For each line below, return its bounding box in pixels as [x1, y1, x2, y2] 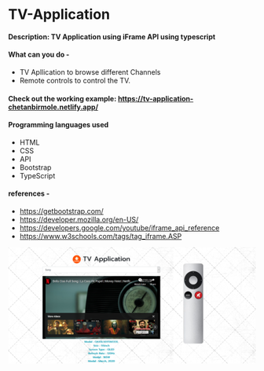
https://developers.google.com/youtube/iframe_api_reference [19, 222, 220, 233]
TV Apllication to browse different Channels [19, 67, 161, 76]
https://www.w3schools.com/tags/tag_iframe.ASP [19, 231, 182, 241]
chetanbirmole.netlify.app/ [8, 102, 99, 112]
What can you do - [8, 50, 70, 60]
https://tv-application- [117, 94, 194, 103]
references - [8, 189, 50, 198]
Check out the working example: [8, 94, 117, 103]
